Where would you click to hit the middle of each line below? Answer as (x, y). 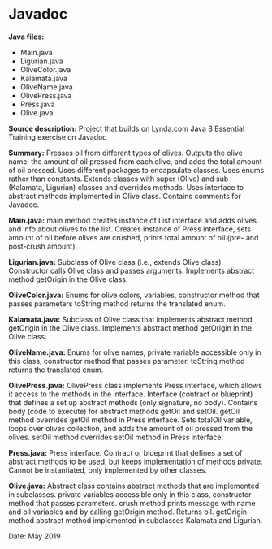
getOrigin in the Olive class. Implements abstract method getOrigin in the (130, 328)
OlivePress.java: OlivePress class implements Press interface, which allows (135, 385)
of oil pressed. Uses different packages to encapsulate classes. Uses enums (136, 170)
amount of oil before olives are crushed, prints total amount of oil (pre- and (134, 237)
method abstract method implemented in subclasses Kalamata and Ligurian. (136, 520)
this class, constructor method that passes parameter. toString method (127, 361)
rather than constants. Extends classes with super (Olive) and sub (119, 179)
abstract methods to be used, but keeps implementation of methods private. (136, 461)
